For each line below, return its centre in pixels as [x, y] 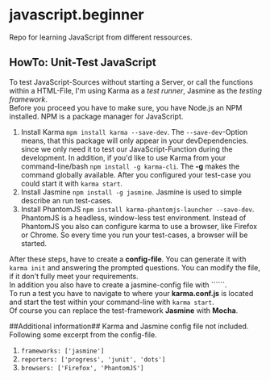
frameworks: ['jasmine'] [62, 351]
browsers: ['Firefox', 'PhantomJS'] [82, 368]
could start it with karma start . [72, 183]
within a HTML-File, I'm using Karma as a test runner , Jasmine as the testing [136, 90]
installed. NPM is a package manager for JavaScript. [96, 116]
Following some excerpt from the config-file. [83, 334]
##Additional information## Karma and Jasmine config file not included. [129, 326]
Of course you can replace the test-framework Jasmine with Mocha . [124, 310]
